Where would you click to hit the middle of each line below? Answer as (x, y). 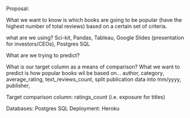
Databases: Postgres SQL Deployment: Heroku (63, 108)
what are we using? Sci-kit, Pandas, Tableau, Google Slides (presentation (95, 37)
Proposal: (18, 9)
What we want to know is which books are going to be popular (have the (94, 20)
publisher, (18, 86)
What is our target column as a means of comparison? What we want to (93, 67)
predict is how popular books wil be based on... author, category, (85, 73)
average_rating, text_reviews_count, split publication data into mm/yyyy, (94, 79)
